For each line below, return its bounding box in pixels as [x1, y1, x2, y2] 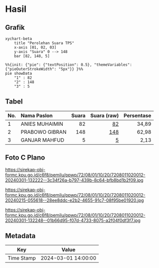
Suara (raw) [90, 112, 119, 119]
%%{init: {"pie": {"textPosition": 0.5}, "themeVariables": [5, 62, 133, 67]
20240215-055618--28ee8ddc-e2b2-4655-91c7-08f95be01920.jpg [5, 197, 144, 203]
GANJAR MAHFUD [20, 136, 65, 143]
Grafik [5, 23, 25, 32]
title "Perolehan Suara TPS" [14, 41, 75, 46]
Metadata [5, 232, 36, 240]
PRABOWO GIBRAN [20, 128, 67, 135]
